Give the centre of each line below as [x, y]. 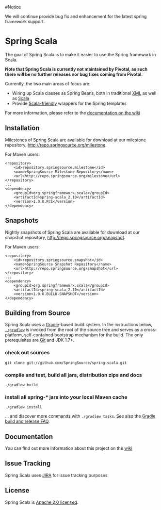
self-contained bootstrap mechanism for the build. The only [83, 335]
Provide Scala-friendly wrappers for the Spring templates [69, 103]
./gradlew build [21, 385]
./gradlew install [24, 407]
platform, [14, 335]
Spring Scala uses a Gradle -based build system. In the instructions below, [79, 325]
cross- [150, 330]
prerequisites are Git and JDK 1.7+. [40, 340]
